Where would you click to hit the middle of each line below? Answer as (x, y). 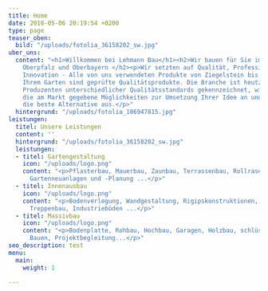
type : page (26, 30)
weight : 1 (39, 268)
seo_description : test (46, 246)
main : (25, 260)
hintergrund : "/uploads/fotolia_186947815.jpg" (96, 112)
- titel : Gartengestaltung (60, 156)
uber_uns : (25, 53)
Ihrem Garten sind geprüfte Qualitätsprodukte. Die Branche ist (132, 82)
